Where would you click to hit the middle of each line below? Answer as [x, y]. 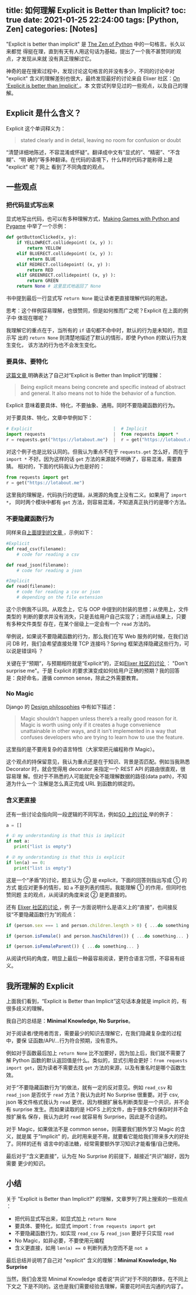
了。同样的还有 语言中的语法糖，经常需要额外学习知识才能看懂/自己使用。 [94, 1144]
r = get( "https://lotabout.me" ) [45, 483]
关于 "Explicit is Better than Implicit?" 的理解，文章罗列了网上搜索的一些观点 [97, 1198]
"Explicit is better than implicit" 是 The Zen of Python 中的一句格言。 [88, 44]
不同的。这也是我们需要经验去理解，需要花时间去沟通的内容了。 [110, 1286]
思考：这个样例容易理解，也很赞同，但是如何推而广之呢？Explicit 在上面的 [95, 311]
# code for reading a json [49, 570]
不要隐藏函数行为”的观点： [45, 914]
